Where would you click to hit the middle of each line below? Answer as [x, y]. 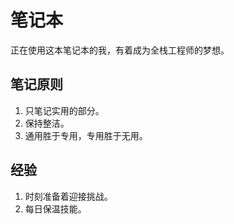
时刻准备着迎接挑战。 [68, 196]
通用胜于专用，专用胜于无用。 [86, 135]
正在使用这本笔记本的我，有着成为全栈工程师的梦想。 [120, 50]
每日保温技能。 [55, 208]
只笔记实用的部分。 [64, 110]
